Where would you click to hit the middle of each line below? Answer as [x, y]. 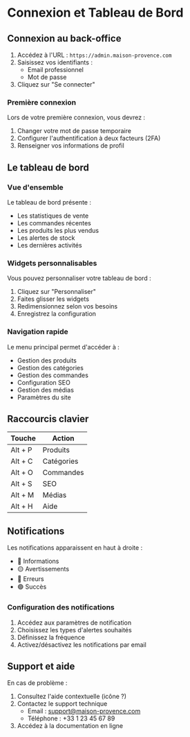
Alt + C [22, 461]
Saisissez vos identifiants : [55, 62]
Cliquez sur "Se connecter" [56, 84]
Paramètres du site [44, 397]
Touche [23, 438]
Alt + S [21, 484]
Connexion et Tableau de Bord [95, 13]
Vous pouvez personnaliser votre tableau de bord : [79, 278]
